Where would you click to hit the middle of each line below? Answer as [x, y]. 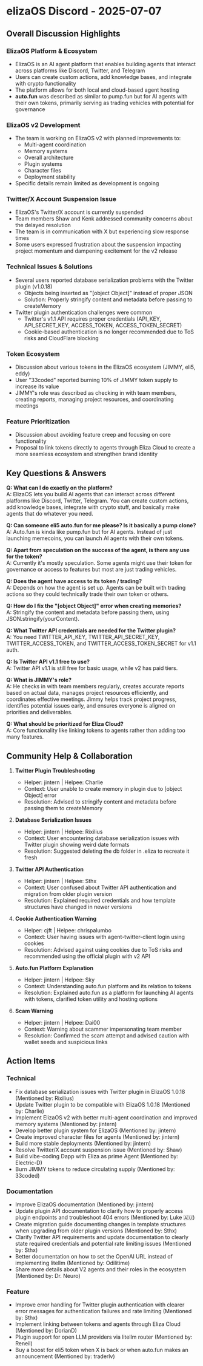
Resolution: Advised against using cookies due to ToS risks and [103, 949]
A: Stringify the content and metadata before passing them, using [88, 612]
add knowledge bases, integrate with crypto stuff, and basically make [93, 507]
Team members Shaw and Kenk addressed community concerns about [104, 219]
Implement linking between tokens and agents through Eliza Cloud [98, 1324]
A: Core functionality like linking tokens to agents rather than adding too [96, 731]
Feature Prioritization [38, 422]
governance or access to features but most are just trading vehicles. [92, 570]
